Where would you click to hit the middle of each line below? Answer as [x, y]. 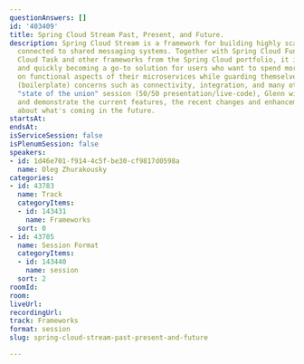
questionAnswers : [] [48, 18]
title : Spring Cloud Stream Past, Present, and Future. [117, 34]
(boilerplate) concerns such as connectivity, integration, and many [151, 85]
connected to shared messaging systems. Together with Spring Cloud [149, 52]
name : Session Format [58, 245]
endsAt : [24, 128]
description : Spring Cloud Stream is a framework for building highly [145, 43]
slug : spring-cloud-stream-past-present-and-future [109, 338]
